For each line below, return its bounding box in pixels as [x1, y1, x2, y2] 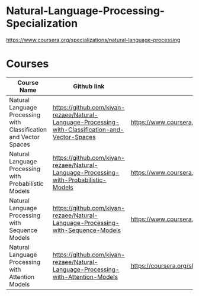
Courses [6, 57, 49, 70]
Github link [73, 82, 105, 90]
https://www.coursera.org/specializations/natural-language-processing [6, 36, 181, 43]
